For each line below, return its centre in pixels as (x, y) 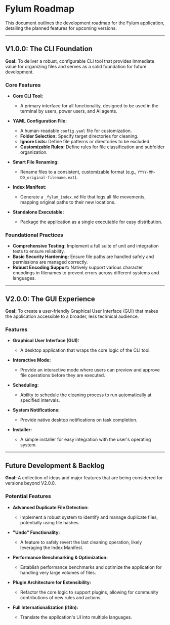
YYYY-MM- (146, 173)
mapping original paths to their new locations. (68, 202)
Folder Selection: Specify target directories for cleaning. (79, 136)
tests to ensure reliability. (39, 252)
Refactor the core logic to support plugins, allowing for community (89, 592)
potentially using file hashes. (50, 522)
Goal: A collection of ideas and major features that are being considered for (84, 478)
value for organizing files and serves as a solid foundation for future (76, 66)
